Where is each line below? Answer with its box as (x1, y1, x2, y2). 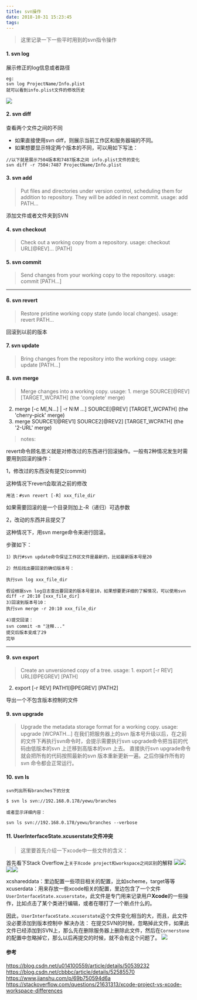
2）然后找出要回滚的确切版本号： (6, 565, 74, 571)
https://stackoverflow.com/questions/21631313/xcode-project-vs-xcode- (6, 981, 182, 988)
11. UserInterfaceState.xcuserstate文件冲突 (6, 833, 113, 840)
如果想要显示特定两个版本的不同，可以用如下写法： (14, 144, 138, 151)
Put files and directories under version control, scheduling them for (20, 187, 183, 194)
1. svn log (6, 50, 30, 57)
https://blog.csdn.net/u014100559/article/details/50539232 (6, 962, 150, 969)
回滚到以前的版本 (6, 328, 47, 335)
